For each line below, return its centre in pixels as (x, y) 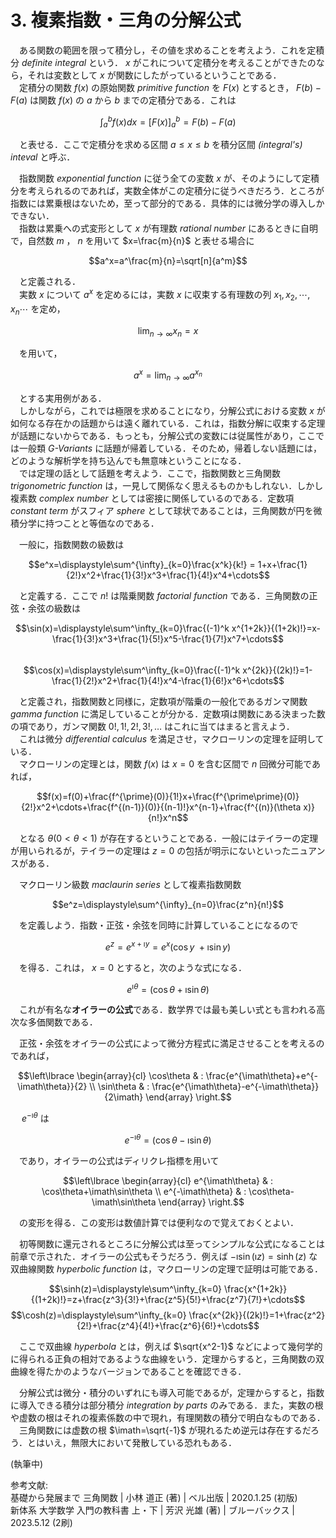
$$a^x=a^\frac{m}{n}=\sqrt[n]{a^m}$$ (168, 261)
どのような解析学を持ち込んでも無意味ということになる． (128, 460)
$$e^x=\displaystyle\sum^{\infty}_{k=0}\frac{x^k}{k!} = (142, 564)
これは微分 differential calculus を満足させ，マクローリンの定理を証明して (171, 738)
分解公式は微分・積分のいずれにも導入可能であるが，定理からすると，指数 (171, 1392)
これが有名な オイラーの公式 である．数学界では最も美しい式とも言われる (167, 1010)
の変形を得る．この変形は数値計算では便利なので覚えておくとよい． (158, 1222)
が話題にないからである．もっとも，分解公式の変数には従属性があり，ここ (163, 435)
